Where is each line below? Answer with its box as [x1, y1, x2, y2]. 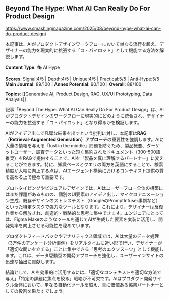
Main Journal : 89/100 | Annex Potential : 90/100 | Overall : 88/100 [5, 81, 142, 87]
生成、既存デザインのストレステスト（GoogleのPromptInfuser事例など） [9, 197, 160, 203]
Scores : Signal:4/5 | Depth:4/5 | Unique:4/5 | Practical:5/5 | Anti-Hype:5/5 [5, 76, 160, 82]
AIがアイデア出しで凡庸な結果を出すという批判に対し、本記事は [5, 130, 138, 136]
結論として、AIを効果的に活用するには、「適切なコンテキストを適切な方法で [5, 269, 161, 275]
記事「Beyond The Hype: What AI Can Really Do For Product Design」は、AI [5, 106, 164, 112]
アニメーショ [137, 191, 164, 197]
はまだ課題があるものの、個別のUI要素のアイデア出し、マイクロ [5, 191, 138, 197]
